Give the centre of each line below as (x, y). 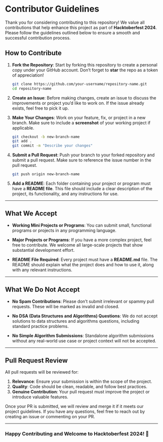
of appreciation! (28, 75)
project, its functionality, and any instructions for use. (65, 194)
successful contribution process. (38, 38)
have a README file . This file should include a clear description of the (82, 188)
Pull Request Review (36, 361)
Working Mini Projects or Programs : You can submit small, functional (82, 225)
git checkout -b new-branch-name (46, 137)
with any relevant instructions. (42, 270)
